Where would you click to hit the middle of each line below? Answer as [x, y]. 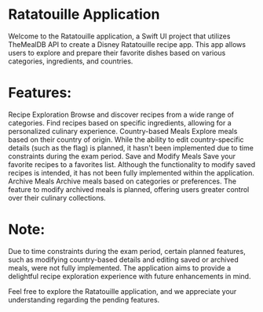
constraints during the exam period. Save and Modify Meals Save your [122, 156]
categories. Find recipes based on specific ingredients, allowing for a [120, 122]
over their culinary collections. [57, 198]
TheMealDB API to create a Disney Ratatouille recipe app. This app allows [127, 44]
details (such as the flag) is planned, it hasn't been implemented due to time [131, 147]
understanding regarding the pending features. [84, 299]
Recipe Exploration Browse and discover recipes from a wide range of [121, 114]
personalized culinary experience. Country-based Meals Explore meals [123, 131]
